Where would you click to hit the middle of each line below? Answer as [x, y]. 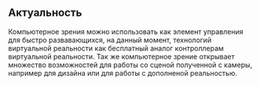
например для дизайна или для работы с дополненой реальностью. [123, 73]
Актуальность [45, 13]
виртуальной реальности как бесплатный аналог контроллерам [116, 48]
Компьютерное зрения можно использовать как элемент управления [126, 31]
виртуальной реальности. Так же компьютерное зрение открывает [122, 56]
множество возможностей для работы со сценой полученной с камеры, [130, 65]
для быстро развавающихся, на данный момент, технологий [110, 40]
